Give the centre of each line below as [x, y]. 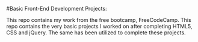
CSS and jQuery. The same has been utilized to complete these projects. [96, 33]
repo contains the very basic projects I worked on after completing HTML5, [99, 26]
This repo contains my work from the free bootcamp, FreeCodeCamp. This [99, 20]
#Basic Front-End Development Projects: [57, 9]
